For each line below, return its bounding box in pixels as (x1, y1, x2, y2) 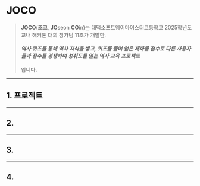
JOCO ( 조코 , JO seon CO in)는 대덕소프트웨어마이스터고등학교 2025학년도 (20, 24, 192, 31)
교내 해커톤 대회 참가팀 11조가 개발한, (20, 31, 107, 39)
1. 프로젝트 (6, 91, 43, 101)
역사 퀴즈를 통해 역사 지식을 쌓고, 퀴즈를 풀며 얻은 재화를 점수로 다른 (20, 45, 176, 52)
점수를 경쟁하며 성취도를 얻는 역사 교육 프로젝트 (32, 52, 140, 59)
